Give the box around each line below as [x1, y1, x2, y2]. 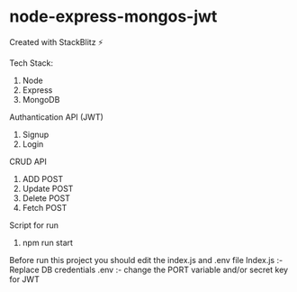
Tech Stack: [9, 57, 54, 68]
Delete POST [22, 192, 70, 204]
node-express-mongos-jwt [9, 6, 218, 27]
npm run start [22, 237, 74, 248]
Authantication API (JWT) [9, 111, 103, 123]
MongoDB [22, 94, 60, 105]
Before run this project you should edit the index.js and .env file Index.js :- [9, 254, 283, 265]
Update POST [22, 183, 74, 194]
